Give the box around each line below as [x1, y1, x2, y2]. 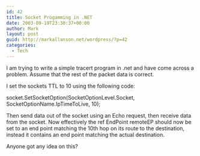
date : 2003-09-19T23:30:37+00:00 [6, 20, 90, 26]
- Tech [11, 48, 28, 54]
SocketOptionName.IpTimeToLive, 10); [6, 100, 101, 107]
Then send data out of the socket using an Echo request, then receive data [6, 112, 192, 119]
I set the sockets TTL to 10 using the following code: [6, 82, 135, 89]
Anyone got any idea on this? [6, 142, 78, 150]
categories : [6, 43, 36, 49]
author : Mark [6, 25, 39, 32]
